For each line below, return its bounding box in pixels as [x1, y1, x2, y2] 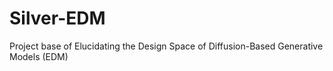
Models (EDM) [9, 50, 69, 62]
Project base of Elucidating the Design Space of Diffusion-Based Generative [9, 40, 324, 52]
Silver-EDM [9, 7, 106, 30]
